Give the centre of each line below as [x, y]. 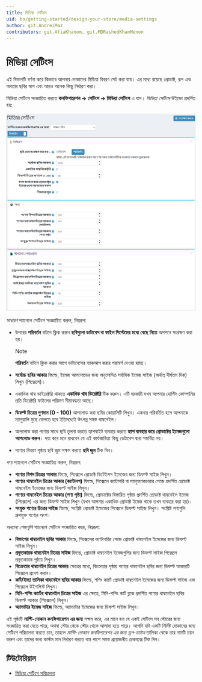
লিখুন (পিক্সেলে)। [30, 382]
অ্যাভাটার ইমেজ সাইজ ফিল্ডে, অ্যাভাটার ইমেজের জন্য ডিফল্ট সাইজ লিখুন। [77, 607]
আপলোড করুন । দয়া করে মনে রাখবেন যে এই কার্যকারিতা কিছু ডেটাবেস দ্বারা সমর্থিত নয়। [89, 438]
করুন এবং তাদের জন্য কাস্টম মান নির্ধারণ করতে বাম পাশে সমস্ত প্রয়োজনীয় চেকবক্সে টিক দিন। [84, 639]
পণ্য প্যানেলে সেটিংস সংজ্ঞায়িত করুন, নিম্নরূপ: [44, 462]
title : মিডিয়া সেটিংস [26, 13]
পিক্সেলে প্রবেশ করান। [33, 573]
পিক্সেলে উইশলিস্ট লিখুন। [36, 587]
